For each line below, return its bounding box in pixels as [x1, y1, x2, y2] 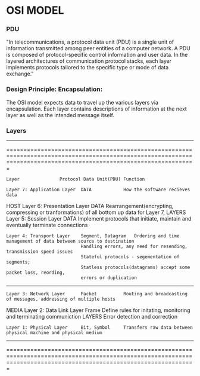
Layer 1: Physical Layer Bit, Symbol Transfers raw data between [6, 325, 193, 331]
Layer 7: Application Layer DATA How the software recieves [6, 187, 190, 193]
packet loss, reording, [6, 270, 65, 276]
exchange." [6, 70, 34, 78]
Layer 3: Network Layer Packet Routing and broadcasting [6, 291, 187, 297]
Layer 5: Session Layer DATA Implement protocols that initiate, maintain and [6, 215, 192, 222]
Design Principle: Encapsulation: [6, 85, 103, 93]
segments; [6, 259, 31, 265]
